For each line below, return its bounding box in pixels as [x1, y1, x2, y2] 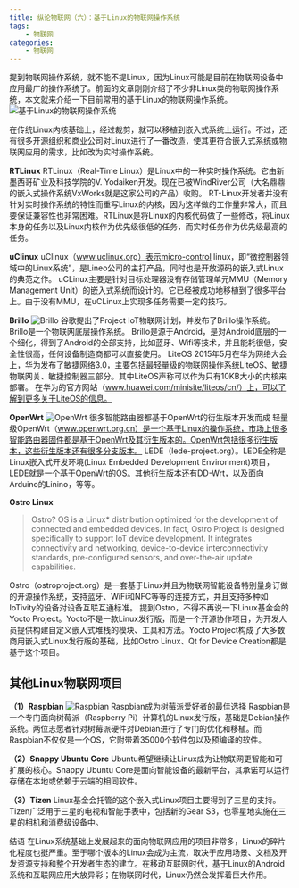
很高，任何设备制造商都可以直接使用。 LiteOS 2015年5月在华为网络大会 [24, 349, 287, 360]
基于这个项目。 [9, 647, 64, 658]
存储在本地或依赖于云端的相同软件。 [9, 776, 143, 786]
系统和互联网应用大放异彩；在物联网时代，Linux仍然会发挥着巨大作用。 [9, 869, 272, 880]
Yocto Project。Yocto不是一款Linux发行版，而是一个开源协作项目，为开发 [9, 613, 279, 625]
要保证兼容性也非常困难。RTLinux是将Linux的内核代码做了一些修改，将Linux [9, 211, 290, 221]
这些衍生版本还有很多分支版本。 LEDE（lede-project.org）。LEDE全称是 [24, 445, 287, 456]
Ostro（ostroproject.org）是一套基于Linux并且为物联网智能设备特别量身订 [9, 580, 281, 591]
